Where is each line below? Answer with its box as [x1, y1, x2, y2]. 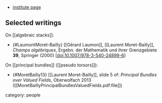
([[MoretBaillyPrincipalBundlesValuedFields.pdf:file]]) [12, 82, 123, 88]
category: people [5, 92, 41, 98]
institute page [12, 4, 41, 10]
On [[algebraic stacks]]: [5, 32, 54, 38]
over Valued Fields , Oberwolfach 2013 [12, 77, 92, 83]
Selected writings [5, 18, 62, 27]
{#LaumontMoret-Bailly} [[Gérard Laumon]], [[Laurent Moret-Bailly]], [12, 41, 154, 47]
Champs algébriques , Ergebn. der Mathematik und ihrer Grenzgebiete [12, 47, 157, 53]
